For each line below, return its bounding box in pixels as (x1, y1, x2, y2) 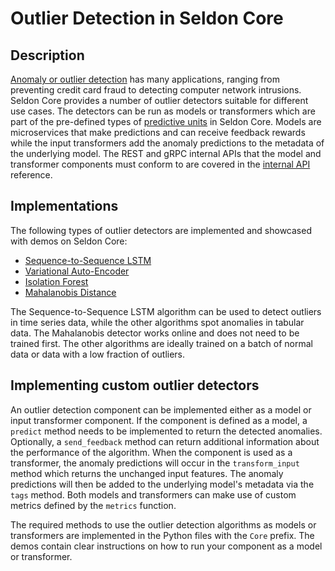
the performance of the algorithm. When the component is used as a (10, 446, 293, 458)
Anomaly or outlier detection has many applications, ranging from (10, 73, 280, 85)
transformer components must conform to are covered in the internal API (10, 158, 311, 170)
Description (10, 47, 85, 64)
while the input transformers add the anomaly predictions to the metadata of (10, 137, 325, 149)
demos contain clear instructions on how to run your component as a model (10, 540, 323, 552)
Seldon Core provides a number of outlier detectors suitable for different (10, 95, 309, 106)
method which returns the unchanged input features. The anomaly (10, 467, 284, 479)
